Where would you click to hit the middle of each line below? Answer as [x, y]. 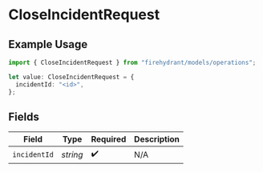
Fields [24, 116]
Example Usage [48, 44]
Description [157, 139]
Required [109, 139]
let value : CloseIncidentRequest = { [71, 77]
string [72, 154]
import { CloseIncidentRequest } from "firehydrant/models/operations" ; [132, 62]
